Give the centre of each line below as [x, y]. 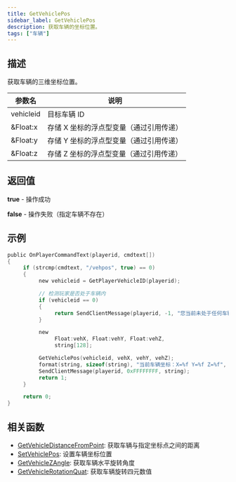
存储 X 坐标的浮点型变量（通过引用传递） [115, 128]
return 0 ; [37, 397]
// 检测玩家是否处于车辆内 [72, 294]
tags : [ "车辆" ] [28, 33]
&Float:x [24, 127]
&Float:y [24, 140]
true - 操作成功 [29, 199]
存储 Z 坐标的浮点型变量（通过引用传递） [115, 154]
